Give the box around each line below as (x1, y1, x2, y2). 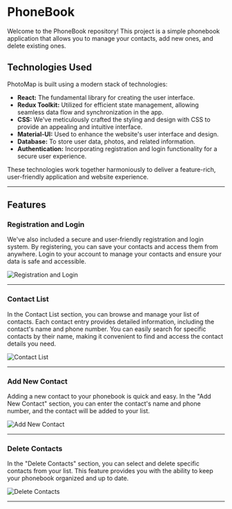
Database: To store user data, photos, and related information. (17, 137, 195, 146)
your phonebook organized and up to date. (7, 474, 129, 483)
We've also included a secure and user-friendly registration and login (7, 235, 204, 243)
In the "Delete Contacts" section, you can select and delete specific (7, 459, 200, 468)
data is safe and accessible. (7, 257, 86, 266)
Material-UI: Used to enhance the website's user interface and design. (17, 130, 219, 138)
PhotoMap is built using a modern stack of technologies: (7, 80, 168, 88)
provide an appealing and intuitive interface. (17, 122, 143, 131)
